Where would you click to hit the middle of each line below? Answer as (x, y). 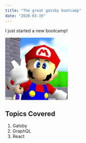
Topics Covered (30, 114)
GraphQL (22, 131)
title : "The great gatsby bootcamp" (43, 10)
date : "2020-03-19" (25, 16)
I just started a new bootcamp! (36, 30)
